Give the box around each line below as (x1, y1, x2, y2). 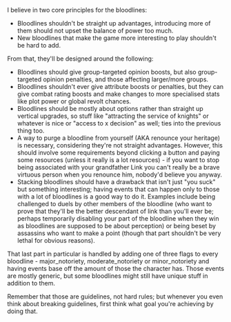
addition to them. (7, 279, 56, 287)
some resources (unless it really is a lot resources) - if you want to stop (17, 156, 219, 164)
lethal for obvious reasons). (17, 237, 95, 244)
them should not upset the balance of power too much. (17, 27, 174, 34)
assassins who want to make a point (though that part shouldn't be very (17, 229, 221, 237)
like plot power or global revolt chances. (17, 97, 132, 105)
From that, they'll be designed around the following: (7, 54, 154, 63)
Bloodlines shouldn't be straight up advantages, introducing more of (17, 19, 212, 27)
